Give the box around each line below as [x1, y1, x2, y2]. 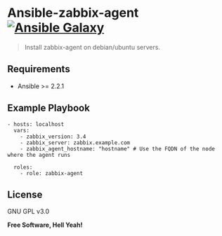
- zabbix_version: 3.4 [20, 133, 86, 140]
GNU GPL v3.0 [7, 207, 50, 216]
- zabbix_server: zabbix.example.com [20, 139, 131, 146]
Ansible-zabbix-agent [7, 5, 139, 21]
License [7, 188, 43, 200]
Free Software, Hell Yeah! [7, 221, 83, 229]
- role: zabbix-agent [20, 169, 83, 176]
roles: [13, 163, 33, 171]
